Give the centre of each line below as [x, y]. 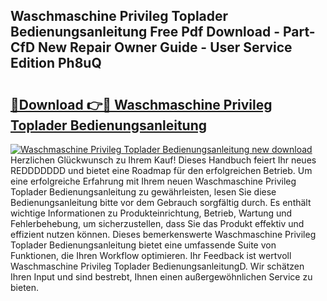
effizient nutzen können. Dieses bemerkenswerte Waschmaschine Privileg [163, 234]
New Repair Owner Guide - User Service [165, 47]
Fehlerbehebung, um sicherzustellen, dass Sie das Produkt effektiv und [157, 223]
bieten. [25, 287]
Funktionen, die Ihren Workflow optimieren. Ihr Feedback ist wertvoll [151, 255]
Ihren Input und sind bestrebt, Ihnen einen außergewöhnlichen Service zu [161, 277]
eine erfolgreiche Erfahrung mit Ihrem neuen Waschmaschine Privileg [153, 181]
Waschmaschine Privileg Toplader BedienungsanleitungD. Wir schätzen [157, 266]
